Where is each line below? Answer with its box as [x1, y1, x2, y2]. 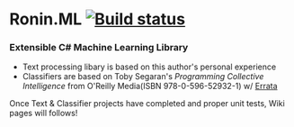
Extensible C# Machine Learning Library [9, 41, 189, 54]
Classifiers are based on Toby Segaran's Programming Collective [22, 71, 264, 82]
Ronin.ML [9, 9, 83, 30]
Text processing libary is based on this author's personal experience [22, 61, 277, 72]
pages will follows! [9, 108, 78, 119]
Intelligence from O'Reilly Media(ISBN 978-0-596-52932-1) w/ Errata [22, 81, 278, 92]
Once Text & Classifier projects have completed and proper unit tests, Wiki [9, 98, 285, 109]
